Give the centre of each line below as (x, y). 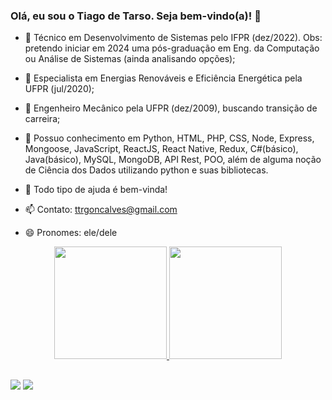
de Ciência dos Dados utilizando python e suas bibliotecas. (146, 170)
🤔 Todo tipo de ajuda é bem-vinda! (96, 190)
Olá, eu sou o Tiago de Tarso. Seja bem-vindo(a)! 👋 (136, 16)
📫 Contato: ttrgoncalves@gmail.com (101, 210)
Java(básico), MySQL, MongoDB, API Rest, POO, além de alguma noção (173, 160)
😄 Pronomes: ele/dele (71, 233)
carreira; (42, 119)
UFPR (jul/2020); (59, 89)
